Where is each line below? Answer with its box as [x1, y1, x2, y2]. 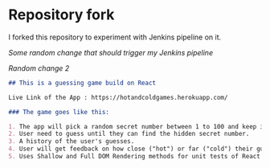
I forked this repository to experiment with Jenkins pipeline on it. [8, 32, 222, 42]
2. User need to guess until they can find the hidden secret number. [8, 130, 250, 138]
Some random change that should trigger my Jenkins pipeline [8, 47, 214, 57]
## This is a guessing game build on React [8, 79, 157, 87]
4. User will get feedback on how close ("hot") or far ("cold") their [8, 145, 253, 154]
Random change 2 [8, 63, 70, 73]
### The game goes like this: [8, 108, 110, 116]
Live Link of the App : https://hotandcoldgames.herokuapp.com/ [8, 93, 228, 101]
